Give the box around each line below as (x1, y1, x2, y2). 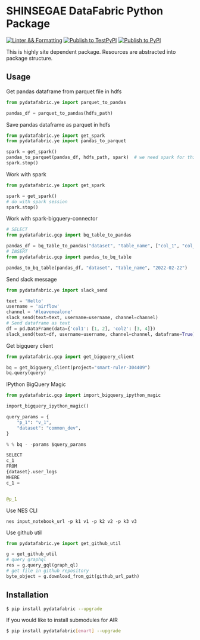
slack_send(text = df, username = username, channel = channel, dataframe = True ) (6, 331, 196, 337)
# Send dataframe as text (6, 320, 70, 326)
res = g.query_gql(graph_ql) (6, 562, 79, 568)
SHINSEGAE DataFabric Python (6, 4, 164, 18)
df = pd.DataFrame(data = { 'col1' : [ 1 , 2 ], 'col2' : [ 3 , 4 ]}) (6, 326, 156, 332)
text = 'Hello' (6, 298, 44, 304)
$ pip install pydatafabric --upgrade (6, 605, 102, 612)
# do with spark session (6, 198, 68, 204)
